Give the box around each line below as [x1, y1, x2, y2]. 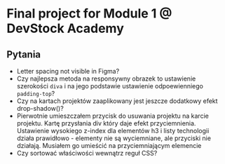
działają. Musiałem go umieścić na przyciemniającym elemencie [16, 142, 202, 149]
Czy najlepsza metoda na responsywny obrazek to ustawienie [16, 74, 196, 83]
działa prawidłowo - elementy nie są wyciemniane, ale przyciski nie [16, 134, 212, 142]
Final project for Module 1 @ [6, 6, 172, 22]
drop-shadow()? [16, 104, 64, 112]
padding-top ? [16, 90, 55, 97]
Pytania [6, 48, 41, 60]
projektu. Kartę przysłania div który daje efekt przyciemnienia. [16, 119, 196, 128]
